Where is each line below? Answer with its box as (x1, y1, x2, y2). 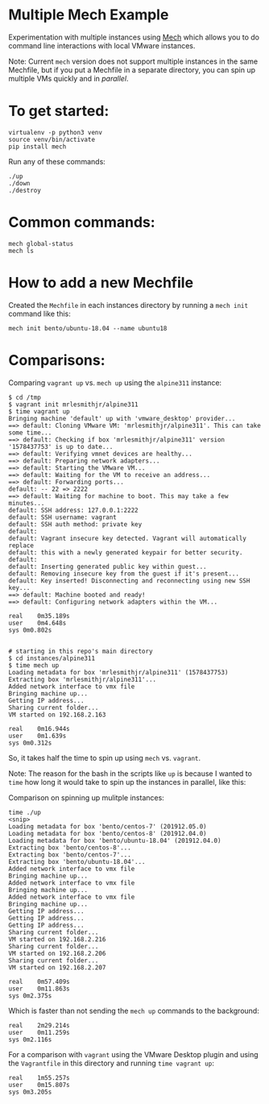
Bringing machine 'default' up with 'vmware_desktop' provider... (8, 414, 236, 422)
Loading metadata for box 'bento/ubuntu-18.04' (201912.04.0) (8, 836, 221, 845)
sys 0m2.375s (8, 991, 52, 1000)
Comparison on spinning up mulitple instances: (8, 792, 165, 803)
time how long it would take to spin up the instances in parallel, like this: (8, 777, 246, 786)
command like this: (8, 309, 71, 318)
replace (8, 542, 35, 550)
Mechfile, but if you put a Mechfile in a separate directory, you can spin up (8, 64, 256, 74)
